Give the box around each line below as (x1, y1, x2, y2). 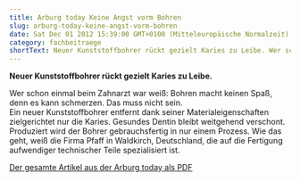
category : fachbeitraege (9, 37, 102, 47)
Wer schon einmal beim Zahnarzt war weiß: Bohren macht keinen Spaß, (9, 88, 272, 99)
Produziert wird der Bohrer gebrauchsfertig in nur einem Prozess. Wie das (9, 126, 282, 136)
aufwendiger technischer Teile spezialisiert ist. (9, 144, 180, 156)
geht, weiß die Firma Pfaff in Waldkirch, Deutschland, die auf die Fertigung (9, 136, 283, 146)
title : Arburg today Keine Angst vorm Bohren (9, 12, 181, 22)
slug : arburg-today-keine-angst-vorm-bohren (9, 21, 178, 30)
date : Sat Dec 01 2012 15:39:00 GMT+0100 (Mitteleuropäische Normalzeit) (9, 29, 290, 38)
